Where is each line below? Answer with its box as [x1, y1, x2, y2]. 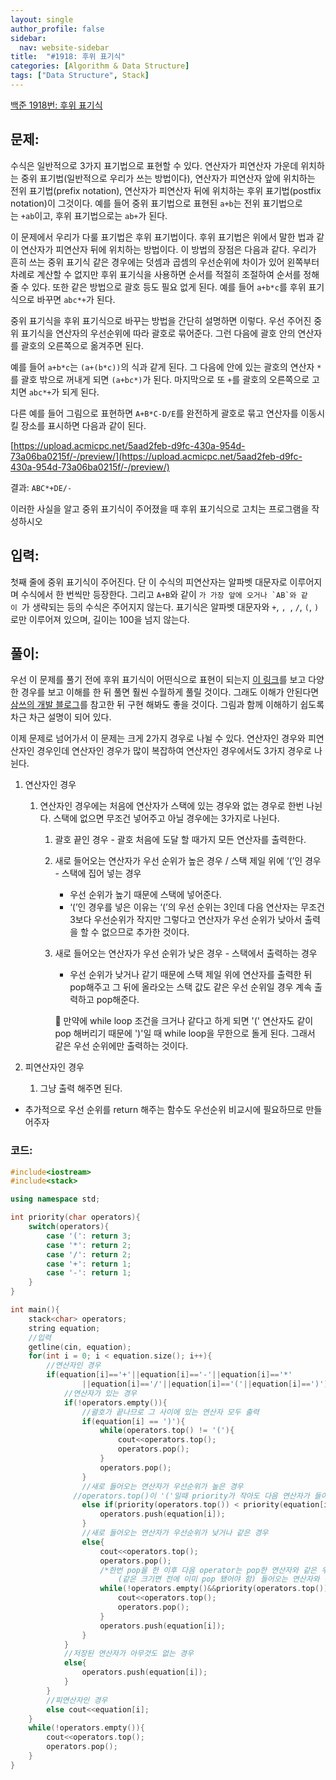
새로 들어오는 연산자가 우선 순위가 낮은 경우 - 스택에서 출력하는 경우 [54, 947, 318, 960]
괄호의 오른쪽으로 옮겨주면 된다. [20, 339, 144, 351]
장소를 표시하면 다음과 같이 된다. [20, 419, 147, 431]
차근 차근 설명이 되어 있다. [10, 711, 112, 723]
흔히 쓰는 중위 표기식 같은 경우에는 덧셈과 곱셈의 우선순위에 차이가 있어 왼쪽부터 [10, 256, 320, 268]
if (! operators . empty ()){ [63, 1397, 168, 1408]
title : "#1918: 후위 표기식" [10, 52, 126, 62]
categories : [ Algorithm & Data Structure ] [10, 61, 190, 71]
